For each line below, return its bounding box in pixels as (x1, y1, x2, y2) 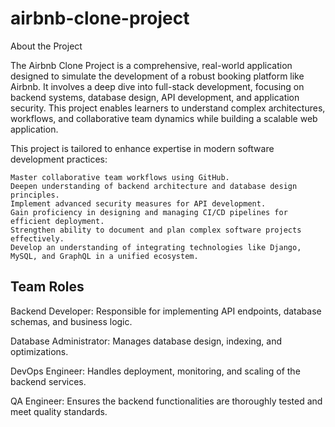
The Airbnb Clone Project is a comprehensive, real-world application (10, 59, 293, 71)
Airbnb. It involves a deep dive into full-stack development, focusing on (10, 80, 305, 92)
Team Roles (10, 278, 85, 296)
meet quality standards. (10, 405, 108, 417)
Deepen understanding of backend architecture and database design (10, 181, 298, 191)
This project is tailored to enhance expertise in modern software (10, 142, 275, 154)
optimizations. (10, 345, 69, 357)
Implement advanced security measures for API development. (10, 198, 267, 209)
